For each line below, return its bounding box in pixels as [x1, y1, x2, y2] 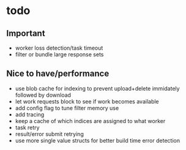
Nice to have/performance [6, 69, 110, 79]
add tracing [15, 111, 45, 118]
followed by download [15, 91, 72, 99]
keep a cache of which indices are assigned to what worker [15, 117, 166, 124]
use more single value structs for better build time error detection [15, 137, 180, 144]
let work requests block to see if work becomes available [15, 97, 159, 105]
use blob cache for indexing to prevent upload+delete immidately [15, 84, 180, 92]
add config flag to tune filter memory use [15, 104, 119, 111]
